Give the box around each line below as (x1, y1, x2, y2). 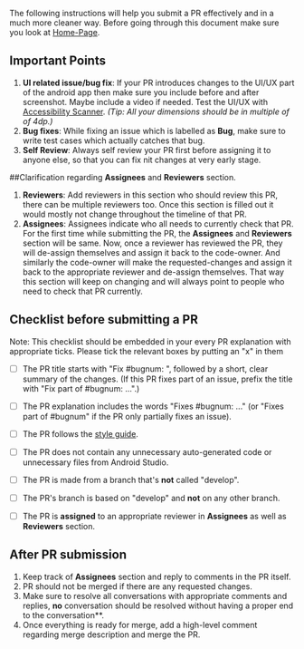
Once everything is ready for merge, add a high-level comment (22, 619, 258, 630)
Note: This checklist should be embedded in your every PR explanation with (9, 335, 291, 347)
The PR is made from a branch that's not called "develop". (22, 474, 240, 485)
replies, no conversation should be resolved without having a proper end (22, 600, 294, 611)
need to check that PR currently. (22, 286, 143, 296)
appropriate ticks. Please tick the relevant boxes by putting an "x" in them (9, 345, 284, 356)
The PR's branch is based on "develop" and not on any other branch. (22, 492, 280, 503)
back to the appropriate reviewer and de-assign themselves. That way (22, 266, 285, 277)
